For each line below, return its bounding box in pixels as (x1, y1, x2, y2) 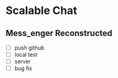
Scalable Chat (5, 4, 77, 18)
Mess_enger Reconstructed (5, 28, 113, 38)
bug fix (14, 65, 33, 72)
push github (14, 44, 45, 51)
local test (14, 51, 38, 58)
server (14, 58, 31, 65)
